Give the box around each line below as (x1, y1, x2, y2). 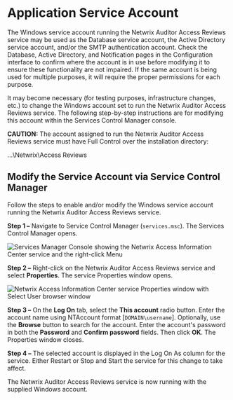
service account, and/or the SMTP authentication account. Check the (7, 43, 208, 51)
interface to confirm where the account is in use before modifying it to (7, 57, 211, 66)
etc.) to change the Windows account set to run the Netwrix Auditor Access (7, 101, 227, 109)
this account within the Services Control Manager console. (7, 116, 177, 124)
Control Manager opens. (7, 229, 78, 237)
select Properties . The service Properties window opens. (7, 271, 173, 280)
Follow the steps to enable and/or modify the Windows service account (7, 200, 214, 209)
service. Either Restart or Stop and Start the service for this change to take (7, 356, 223, 365)
